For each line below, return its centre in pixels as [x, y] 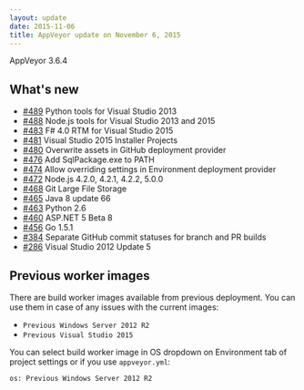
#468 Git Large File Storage [75, 189]
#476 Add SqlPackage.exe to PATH [88, 159]
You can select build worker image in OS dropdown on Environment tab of [148, 352]
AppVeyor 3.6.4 [39, 61]
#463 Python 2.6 [54, 208]
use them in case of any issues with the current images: [114, 307]
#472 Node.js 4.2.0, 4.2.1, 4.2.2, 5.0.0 [93, 180]
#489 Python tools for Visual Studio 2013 [100, 111]
